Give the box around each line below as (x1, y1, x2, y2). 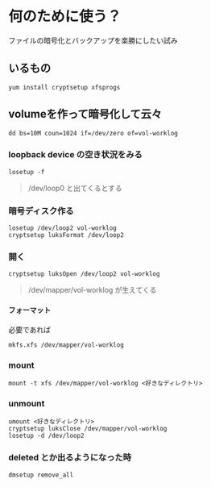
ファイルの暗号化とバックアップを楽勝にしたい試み (8, 35, 178, 45)
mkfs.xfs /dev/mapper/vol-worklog (8, 340, 125, 349)
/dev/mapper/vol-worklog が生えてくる (27, 285, 157, 295)
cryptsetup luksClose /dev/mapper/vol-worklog (8, 425, 168, 433)
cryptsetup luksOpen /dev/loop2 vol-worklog (8, 270, 160, 278)
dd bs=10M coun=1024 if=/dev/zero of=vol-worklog (8, 129, 179, 137)
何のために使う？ (8, 7, 122, 26)
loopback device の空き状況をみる (8, 149, 143, 160)
